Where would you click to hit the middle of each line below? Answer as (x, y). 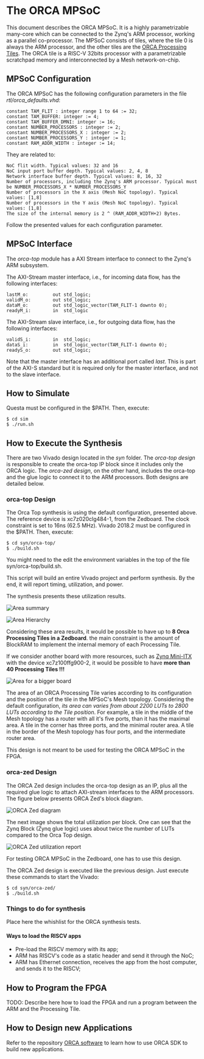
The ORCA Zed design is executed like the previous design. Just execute (97, 870)
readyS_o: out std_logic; (49, 350)
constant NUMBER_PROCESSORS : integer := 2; (64, 127)
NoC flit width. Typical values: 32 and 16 (62, 166)
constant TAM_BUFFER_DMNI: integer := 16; (61, 122)
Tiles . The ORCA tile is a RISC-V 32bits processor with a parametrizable (96, 53)
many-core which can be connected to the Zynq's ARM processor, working (100, 33)
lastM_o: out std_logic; (49, 295)
